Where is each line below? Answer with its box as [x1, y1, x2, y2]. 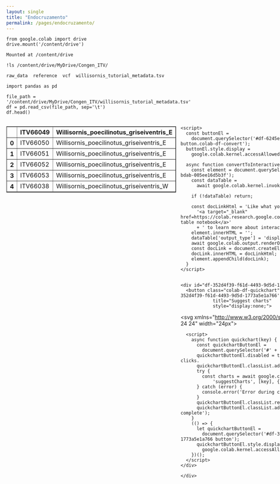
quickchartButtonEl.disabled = [196, 352, 275, 359]
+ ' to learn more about [196, 225, 258, 231]
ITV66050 [20, 139, 50, 147]
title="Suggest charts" [212, 298, 272, 304]
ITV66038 [20, 182, 50, 190]
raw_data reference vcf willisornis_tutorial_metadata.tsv [6, 73, 165, 79]
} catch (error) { [196, 384, 242, 390]
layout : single [6, 8, 44, 15]
